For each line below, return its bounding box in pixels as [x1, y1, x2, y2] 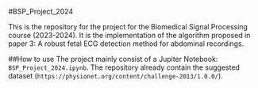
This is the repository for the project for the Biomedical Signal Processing [8, 22, 248, 31]
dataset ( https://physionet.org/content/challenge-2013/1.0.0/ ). [8, 71, 224, 80]
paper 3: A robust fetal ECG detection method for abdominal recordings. [8, 39, 245, 48]
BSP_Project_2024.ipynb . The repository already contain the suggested [8, 63, 241, 72]
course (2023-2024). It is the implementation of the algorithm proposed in [8, 31, 251, 40]
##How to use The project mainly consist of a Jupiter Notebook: [8, 55, 218, 63]
